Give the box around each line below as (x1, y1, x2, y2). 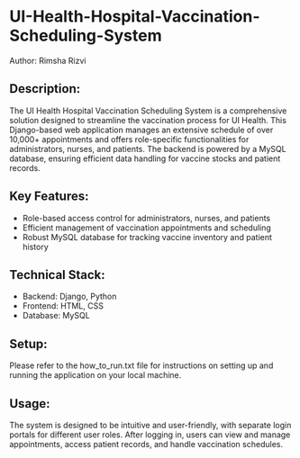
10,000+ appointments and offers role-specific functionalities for (9, 133, 250, 145)
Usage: (9, 396, 51, 411)
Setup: (9, 336, 48, 352)
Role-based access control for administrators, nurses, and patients (22, 212, 271, 223)
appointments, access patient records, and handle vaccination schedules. (9, 439, 284, 449)
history (22, 241, 50, 252)
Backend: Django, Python (22, 291, 117, 302)
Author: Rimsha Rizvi (9, 55, 86, 66)
